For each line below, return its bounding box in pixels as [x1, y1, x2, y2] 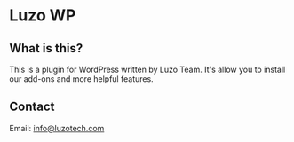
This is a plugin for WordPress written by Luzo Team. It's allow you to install [9, 64, 286, 75]
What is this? [9, 41, 83, 56]
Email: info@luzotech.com [9, 122, 105, 133]
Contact [9, 99, 55, 114]
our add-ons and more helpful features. [9, 74, 154, 84]
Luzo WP [9, 5, 76, 26]
